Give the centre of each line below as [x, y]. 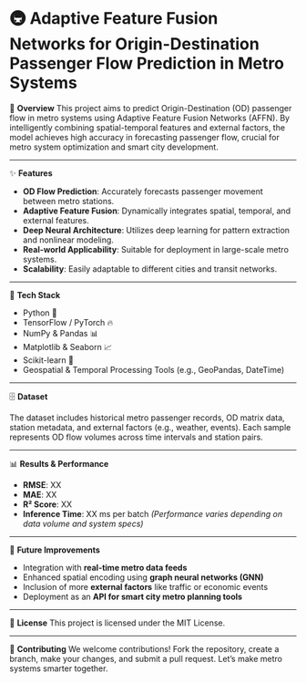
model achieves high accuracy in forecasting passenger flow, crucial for [145, 137]
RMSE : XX [42, 484]
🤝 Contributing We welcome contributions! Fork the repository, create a [144, 648]
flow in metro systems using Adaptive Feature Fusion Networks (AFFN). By [149, 118]
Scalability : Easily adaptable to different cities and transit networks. [150, 269]
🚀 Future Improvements [55, 550]
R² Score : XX [47, 504]
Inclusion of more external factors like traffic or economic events [145, 586]
